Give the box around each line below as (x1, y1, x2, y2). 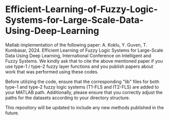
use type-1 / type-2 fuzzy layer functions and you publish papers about (5, 63, 153, 69)
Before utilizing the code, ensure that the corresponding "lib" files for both (5, 78, 160, 85)
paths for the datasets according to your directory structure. (5, 95, 130, 101)
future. (5, 110, 19, 116)
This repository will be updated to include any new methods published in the (5, 104, 164, 110)
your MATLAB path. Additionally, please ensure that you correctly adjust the (5, 89, 163, 95)
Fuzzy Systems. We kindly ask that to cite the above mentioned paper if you (5, 58, 163, 64)
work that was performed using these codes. (5, 68, 99, 74)
